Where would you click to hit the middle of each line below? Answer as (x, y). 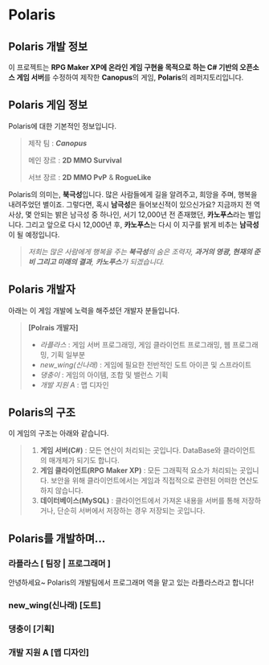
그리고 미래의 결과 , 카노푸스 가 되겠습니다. (100, 261)
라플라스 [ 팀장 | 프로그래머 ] (59, 563)
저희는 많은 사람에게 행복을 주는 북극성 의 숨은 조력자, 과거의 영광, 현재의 (140, 252)
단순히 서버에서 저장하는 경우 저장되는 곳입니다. (131, 511)
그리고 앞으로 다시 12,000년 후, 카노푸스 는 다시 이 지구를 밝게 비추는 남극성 (142, 224)
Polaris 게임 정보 (48, 105)
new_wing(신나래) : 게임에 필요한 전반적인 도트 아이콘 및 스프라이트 (146, 364)
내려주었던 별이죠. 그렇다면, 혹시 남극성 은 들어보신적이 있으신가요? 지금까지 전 (130, 204)
